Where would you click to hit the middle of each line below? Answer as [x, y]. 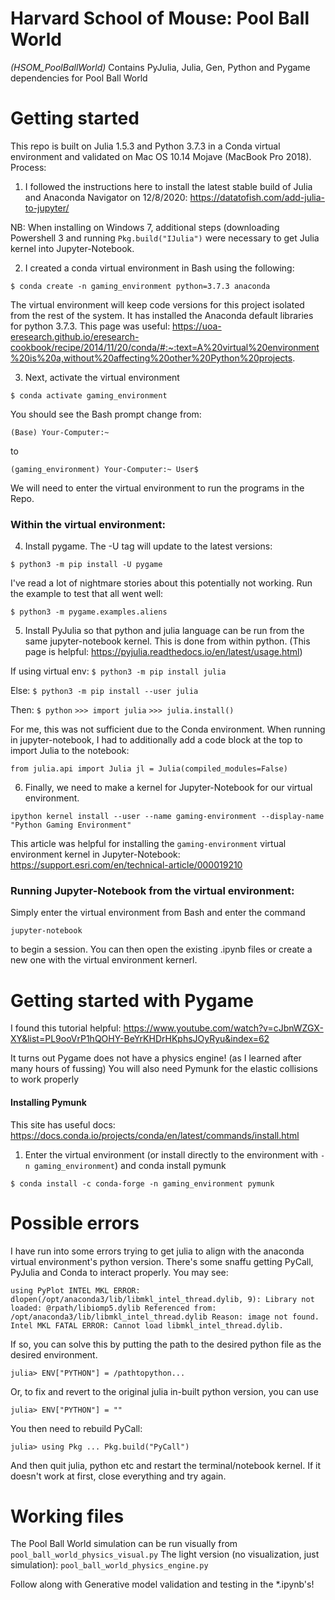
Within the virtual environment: [88, 524]
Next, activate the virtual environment [102, 377]
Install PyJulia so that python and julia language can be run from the [164, 631]
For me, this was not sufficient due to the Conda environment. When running [168, 729]
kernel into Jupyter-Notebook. [72, 248]
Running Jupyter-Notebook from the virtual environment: [152, 891]
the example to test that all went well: [87, 594]
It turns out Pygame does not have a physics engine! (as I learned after [156, 1058]
